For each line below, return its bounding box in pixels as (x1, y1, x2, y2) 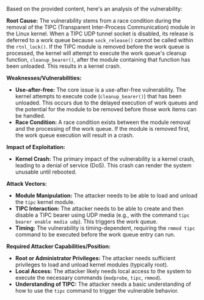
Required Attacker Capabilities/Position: (6, 243, 111, 250)
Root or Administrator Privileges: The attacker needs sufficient (15, 255, 176, 262)
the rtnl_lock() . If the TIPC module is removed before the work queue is (6, 43, 190, 50)
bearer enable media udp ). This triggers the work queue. (15, 218, 158, 225)
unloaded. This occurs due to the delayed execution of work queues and (15, 99, 199, 106)
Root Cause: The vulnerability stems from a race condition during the (6, 17, 181, 24)
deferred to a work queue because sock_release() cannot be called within (6, 37, 194, 43)
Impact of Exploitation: (6, 144, 65, 150)
